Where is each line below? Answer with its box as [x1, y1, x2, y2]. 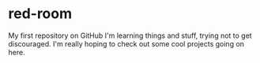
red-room [8, 5, 73, 23]
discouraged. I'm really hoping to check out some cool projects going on [8, 39, 245, 48]
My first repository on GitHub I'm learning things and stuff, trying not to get [8, 31, 252, 40]
